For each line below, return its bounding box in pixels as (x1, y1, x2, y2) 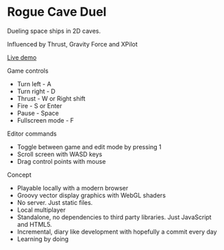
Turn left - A (16, 79, 51, 88)
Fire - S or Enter (16, 101, 63, 110)
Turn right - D (16, 87, 56, 95)
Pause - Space (16, 109, 60, 117)
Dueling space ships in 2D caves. (7, 27, 101, 35)
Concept (7, 171, 32, 179)
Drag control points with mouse (16, 157, 106, 165)
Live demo (7, 53, 37, 62)
